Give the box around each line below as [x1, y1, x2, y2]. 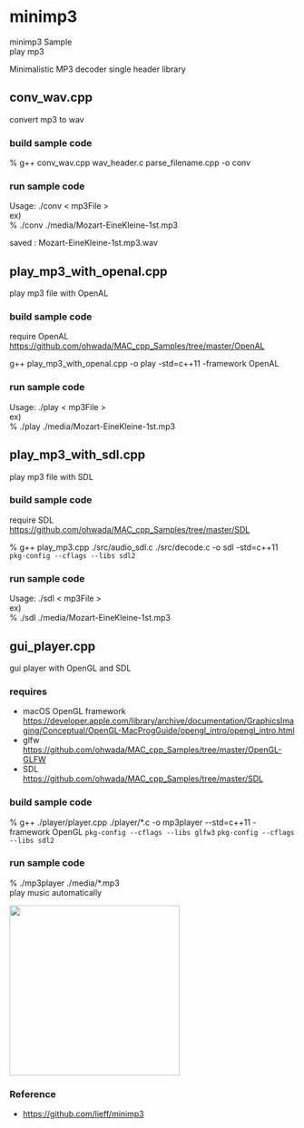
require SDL [9, 515, 54, 525]
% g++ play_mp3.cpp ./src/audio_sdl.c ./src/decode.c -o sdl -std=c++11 [9, 542, 279, 553]
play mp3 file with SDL [9, 471, 93, 482]
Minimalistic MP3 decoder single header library [9, 64, 186, 74]
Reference [9, 1087, 56, 1100]
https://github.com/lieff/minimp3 [22, 1109, 144, 1120]
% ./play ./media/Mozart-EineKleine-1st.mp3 [9, 420, 175, 432]
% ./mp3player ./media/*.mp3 [9, 878, 120, 888]
